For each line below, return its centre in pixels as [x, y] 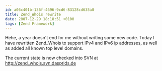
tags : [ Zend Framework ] [30, 24]
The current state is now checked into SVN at [52, 58]
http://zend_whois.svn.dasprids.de [40, 63]
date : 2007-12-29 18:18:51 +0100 [40, 19]
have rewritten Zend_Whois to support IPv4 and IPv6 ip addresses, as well [81, 43]
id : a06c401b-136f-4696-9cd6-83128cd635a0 [50, 10]
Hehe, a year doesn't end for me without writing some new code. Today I [80, 38]
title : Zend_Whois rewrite [33, 14]
